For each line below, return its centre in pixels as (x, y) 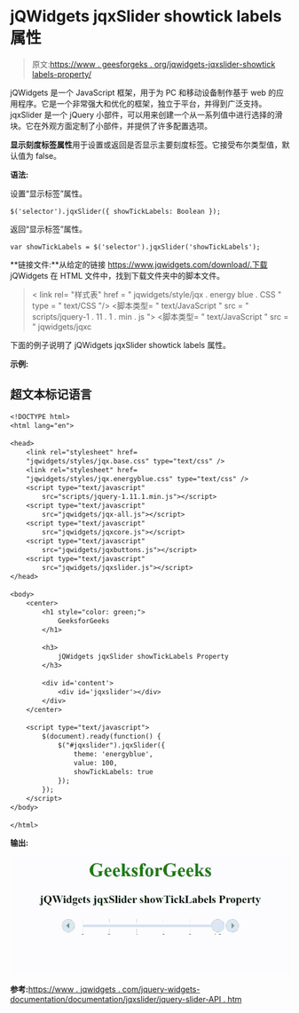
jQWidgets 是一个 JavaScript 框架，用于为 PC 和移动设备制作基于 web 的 (143, 92)
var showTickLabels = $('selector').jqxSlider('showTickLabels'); (135, 247)
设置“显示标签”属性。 (49, 194)
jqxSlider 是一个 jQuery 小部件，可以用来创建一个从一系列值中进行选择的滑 (146, 115)
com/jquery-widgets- (161, 989)
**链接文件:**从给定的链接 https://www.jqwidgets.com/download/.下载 (139, 265)
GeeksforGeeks (83, 621)
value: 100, (95, 763)
